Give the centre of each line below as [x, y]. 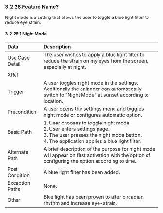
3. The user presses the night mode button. [93, 135]
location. [53, 101]
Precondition [22, 112]
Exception [19, 183]
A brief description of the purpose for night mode [99, 149]
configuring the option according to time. [90, 161]
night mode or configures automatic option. [93, 115]
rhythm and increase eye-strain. [80, 203]
